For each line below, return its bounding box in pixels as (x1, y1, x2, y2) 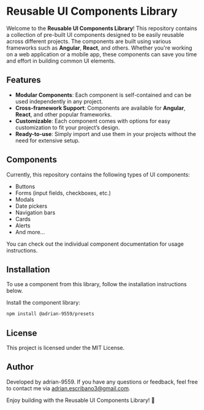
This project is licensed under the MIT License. (6, 344, 125, 352)
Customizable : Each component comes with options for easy (15, 117, 170, 124)
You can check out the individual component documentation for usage (6, 240, 184, 248)
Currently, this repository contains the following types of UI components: (6, 170, 190, 178)
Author (6, 362, 34, 372)
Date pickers (15, 202, 48, 210)
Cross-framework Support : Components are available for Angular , (15, 104, 186, 112)
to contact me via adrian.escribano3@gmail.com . (6, 384, 130, 392)
